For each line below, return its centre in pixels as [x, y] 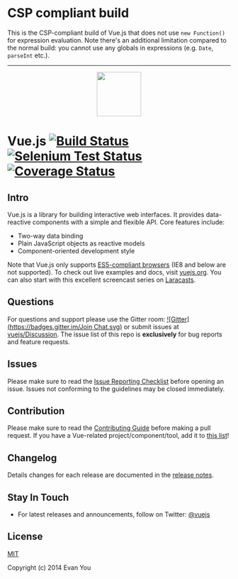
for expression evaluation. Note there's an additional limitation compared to [117, 40]
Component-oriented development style [76, 250]
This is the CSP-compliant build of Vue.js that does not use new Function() [116, 33]
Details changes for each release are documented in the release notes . [110, 475]
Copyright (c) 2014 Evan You [49, 567]
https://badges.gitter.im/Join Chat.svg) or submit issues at [94, 326]
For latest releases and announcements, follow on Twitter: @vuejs [114, 514]
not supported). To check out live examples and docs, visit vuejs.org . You [114, 272]
